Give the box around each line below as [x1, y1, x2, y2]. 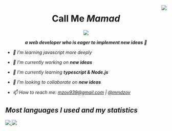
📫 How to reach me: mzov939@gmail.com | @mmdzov [12, 89, 131, 95]
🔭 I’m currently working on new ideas [12, 59, 92, 65]
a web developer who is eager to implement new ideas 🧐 [25, 39, 147, 46]
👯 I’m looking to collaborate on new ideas [12, 79, 101, 85]
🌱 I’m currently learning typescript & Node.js [12, 69, 109, 75]
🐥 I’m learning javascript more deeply [12, 49, 92, 55]
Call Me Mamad [52, 13, 120, 25]
